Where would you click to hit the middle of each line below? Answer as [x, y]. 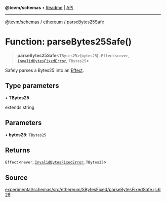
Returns [18, 150]
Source [17, 178]
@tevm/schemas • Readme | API [39, 8]
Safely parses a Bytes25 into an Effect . [44, 70]
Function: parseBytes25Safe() [68, 42]
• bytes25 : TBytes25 [26, 135]
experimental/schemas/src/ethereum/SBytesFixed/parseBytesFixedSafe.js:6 [83, 190]
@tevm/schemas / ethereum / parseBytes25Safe [55, 22]
